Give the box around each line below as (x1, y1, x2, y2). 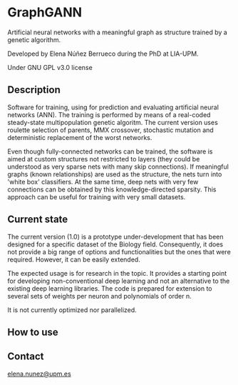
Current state (7, 214, 68, 226)
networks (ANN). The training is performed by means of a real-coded (7, 110, 211, 119)
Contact (7, 351, 44, 363)
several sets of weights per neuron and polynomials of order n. (7, 291, 192, 300)
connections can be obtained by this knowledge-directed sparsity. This (7, 185, 217, 194)
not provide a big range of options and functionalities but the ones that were (7, 247, 232, 256)
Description (7, 84, 61, 96)
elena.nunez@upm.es (7, 369, 71, 378)
